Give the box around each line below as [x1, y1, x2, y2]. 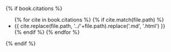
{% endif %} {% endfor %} [14, 29, 80, 36]
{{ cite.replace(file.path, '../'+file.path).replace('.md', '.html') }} [14, 23, 166, 29]
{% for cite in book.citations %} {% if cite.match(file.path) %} [14, 16, 164, 23]
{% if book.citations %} [5, 5, 63, 12]
